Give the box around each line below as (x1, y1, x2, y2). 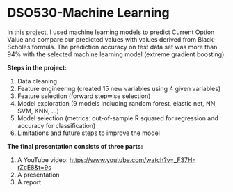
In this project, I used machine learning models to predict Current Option (7, 28, 215, 36)
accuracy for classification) (17, 121, 96, 129)
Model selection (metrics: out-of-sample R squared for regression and (17, 113, 219, 122)
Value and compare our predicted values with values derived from (7, 35, 197, 43)
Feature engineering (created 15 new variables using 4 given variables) (17, 84, 221, 93)
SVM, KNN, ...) (17, 106, 59, 115)
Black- (198, 35, 217, 43)
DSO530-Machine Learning (7, 5, 170, 21)
